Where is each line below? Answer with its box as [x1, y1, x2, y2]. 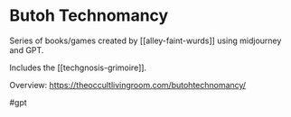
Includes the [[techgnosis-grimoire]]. [9, 62, 147, 73]
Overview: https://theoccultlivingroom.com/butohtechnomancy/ [9, 79, 247, 90]
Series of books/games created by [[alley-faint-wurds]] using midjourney [9, 35, 282, 46]
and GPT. [9, 44, 44, 55]
